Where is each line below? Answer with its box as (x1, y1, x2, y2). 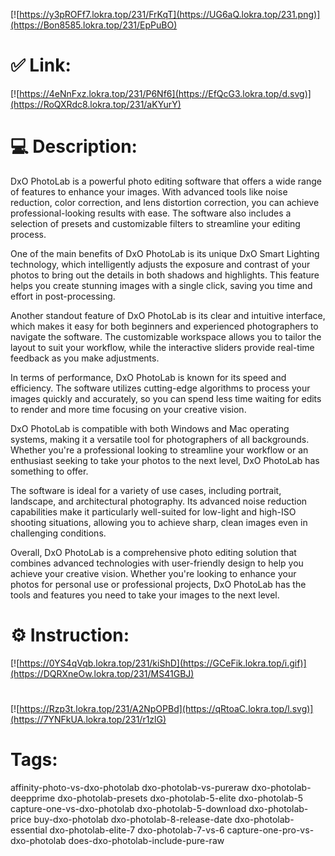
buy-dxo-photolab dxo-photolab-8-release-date (33, 813, 233, 825)
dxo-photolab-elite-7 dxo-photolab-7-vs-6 (49, 824, 225, 836)
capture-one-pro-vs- (226, 824, 315, 836)
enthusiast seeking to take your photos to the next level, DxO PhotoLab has (10, 454, 320, 466)
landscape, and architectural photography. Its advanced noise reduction (10, 495, 308, 507)
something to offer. (10, 465, 89, 477)
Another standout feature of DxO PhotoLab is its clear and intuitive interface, (10, 309, 326, 321)
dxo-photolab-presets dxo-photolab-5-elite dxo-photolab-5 (57, 792, 304, 804)
